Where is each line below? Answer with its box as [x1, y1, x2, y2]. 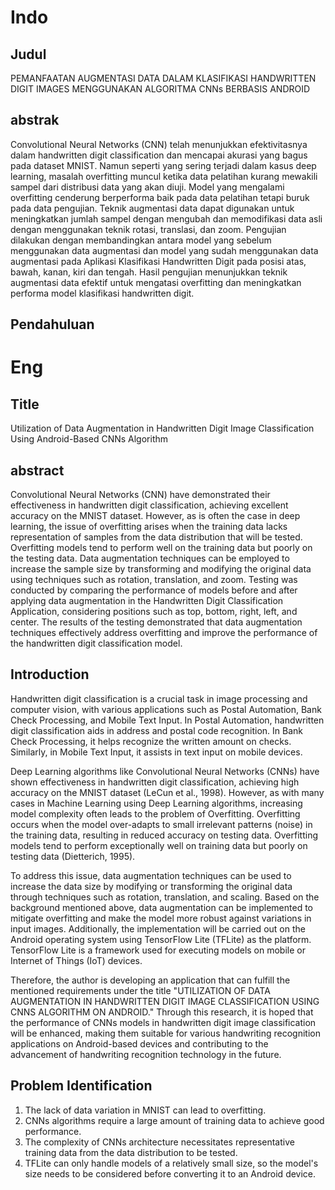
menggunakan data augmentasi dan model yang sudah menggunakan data [10, 244, 319, 256]
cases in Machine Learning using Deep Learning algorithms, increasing [10, 797, 303, 809]
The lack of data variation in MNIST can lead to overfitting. [24, 1104, 267, 1116]
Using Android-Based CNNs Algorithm [10, 433, 169, 445]
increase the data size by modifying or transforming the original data [10, 880, 293, 892]
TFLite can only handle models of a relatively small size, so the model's [24, 1157, 319, 1169]
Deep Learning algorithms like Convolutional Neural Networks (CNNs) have [10, 765, 320, 777]
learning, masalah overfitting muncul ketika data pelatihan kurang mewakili [10, 170, 318, 182]
